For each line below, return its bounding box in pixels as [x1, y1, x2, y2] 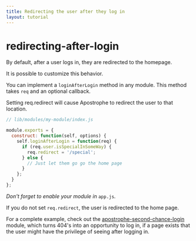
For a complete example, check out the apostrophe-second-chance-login [6, 215, 185, 222]
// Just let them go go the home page [27, 160, 122, 166]
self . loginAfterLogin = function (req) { [16, 139, 117, 145]
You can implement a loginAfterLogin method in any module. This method [6, 82, 187, 89]
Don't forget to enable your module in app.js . [6, 192, 116, 200]
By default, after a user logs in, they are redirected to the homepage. [6, 59, 172, 66]
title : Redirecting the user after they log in [6, 8, 125, 15]
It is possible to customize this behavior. [6, 70, 104, 77]
